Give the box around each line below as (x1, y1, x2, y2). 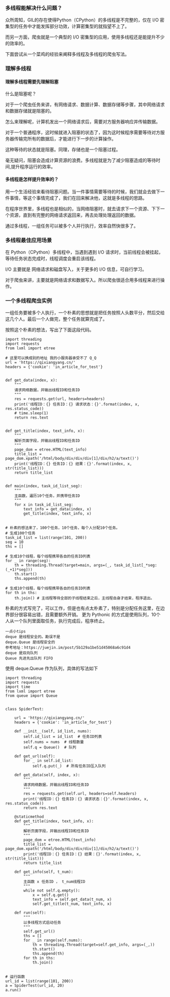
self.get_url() (23, 929, 56, 934)
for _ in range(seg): (5, 559, 51, 564)
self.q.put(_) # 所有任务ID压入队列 (32, 764, 106, 769)
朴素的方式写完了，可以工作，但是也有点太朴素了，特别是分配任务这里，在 (5, 605, 160, 611)
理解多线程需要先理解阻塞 (5, 79, 59, 85)
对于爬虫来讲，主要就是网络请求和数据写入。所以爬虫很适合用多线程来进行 (5, 277, 160, 283)
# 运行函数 (5, 974, 25, 979)
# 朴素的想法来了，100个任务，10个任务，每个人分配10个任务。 (5, 526, 120, 531)
